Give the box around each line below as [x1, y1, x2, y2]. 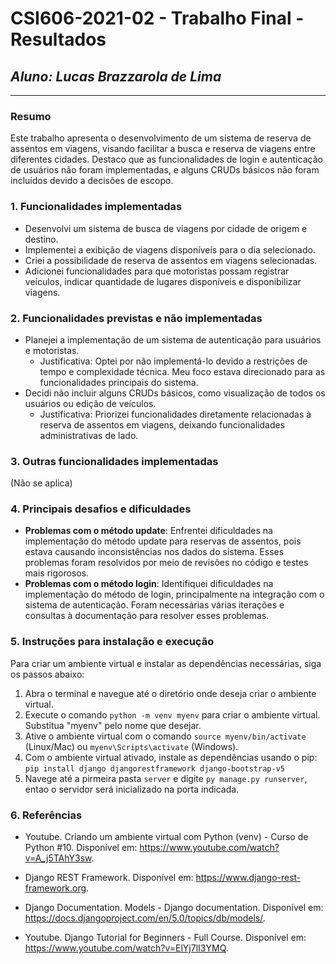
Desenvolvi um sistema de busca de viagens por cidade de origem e [24, 222, 308, 234]
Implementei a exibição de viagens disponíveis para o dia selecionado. [24, 243, 316, 256]
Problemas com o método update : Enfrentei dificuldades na [24, 525, 273, 537]
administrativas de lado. [39, 429, 139, 441]
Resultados [10, 28, 107, 51]
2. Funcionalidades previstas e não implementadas [10, 311, 263, 325]
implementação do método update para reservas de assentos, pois [24, 535, 302, 547]
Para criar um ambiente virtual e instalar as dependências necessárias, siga [10, 657, 322, 669]
